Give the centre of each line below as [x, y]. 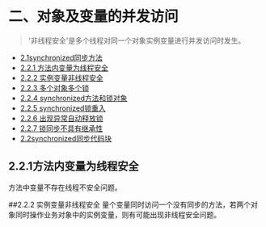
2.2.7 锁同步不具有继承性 [61, 128]
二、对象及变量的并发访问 [94, 17]
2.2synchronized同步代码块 [66, 138]
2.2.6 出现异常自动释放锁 [61, 118]
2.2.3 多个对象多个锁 [55, 88]
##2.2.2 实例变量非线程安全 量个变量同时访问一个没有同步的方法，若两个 [130, 204]
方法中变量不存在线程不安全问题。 [65, 187]
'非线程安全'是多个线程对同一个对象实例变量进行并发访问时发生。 [137, 40]
